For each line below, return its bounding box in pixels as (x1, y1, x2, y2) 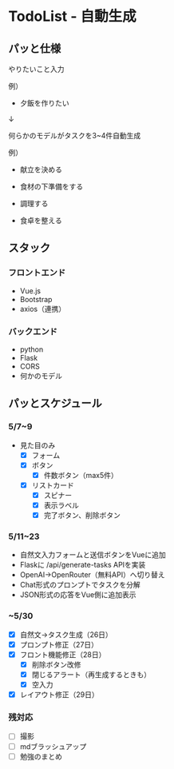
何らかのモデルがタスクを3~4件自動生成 (8, 131, 141, 140)
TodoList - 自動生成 (8, 7, 137, 26)
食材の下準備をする (19, 181, 84, 191)
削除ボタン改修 (31, 659, 81, 669)
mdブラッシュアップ (19, 741, 87, 751)
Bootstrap (19, 294, 53, 304)
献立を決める (19, 165, 62, 174)
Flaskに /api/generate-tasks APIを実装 (19, 560, 146, 570)
